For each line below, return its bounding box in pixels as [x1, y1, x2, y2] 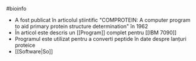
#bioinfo [6, 5, 27, 12]
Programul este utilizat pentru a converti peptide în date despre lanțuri [14, 36, 187, 42]
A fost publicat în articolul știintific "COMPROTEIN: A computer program [14, 17, 191, 23]
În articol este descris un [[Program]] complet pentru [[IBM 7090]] [14, 29, 177, 36]
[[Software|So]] [14, 48, 53, 55]
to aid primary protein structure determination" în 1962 [14, 23, 148, 30]
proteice [14, 41, 36, 49]
